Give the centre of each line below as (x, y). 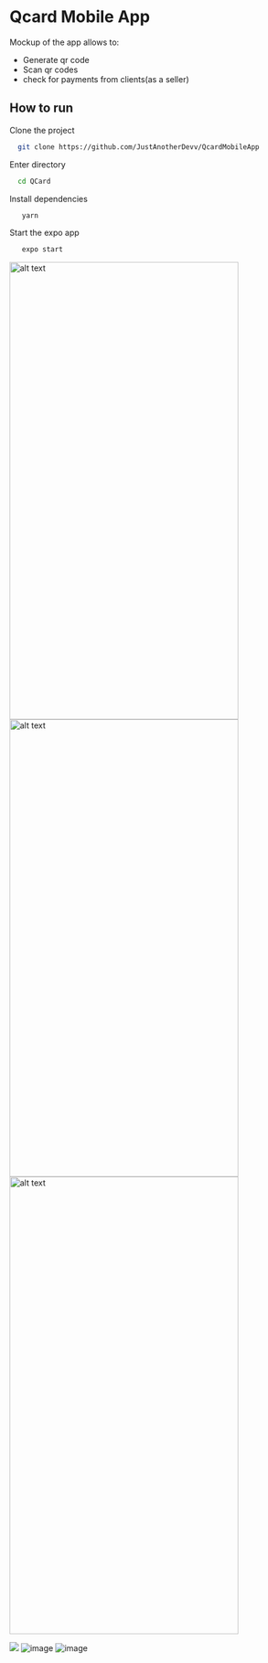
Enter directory (38, 164)
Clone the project (42, 130)
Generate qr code (56, 59)
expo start (43, 250)
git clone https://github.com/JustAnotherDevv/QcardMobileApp (139, 147)
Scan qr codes (50, 70)
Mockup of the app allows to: (64, 42)
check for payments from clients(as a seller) (106, 79)
